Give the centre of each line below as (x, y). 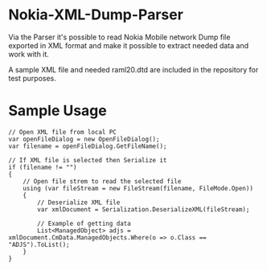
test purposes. (32, 78)
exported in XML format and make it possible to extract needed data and (129, 45)
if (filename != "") (43, 167)
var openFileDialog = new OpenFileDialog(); (84, 139)
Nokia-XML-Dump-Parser (96, 15)
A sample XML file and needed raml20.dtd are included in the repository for (133, 69)
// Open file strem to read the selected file (102, 181)
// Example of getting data (84, 223)
